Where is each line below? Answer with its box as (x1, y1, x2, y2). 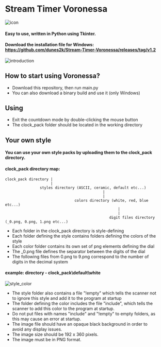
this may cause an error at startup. (12, 316, 81, 322)
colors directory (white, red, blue (74, 198, 149, 203)
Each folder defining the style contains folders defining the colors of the (12, 233, 156, 239)
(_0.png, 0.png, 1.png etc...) (5, 219, 68, 224)
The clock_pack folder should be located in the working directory (12, 122, 143, 128)
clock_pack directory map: (5, 166, 61, 172)
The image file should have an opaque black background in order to (12, 321, 148, 327)
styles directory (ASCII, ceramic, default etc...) (39, 185, 146, 190)
